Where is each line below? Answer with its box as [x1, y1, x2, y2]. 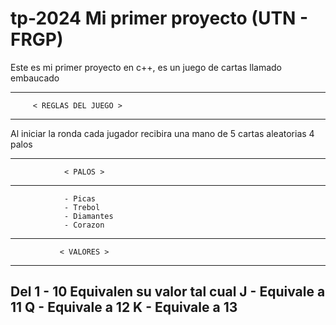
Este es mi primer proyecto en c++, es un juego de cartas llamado [10, 61, 283, 73]
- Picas [63, 193, 97, 204]
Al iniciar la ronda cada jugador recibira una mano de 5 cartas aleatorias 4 [10, 127, 315, 139]
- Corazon [63, 220, 105, 230]
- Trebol [63, 202, 101, 212]
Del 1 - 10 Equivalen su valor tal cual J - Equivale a [10, 283, 326, 301]
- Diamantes [63, 211, 114, 221]
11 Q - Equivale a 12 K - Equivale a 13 [10, 299, 238, 316]
